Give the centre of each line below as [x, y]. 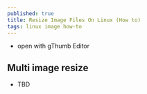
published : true [31, 13]
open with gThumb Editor [53, 46]
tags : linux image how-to [44, 26]
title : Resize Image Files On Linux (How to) [74, 20]
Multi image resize [48, 67]
